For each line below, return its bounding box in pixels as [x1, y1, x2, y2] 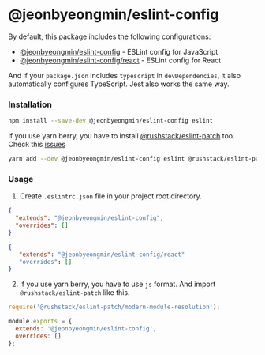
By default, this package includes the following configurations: [8, 32, 211, 41]
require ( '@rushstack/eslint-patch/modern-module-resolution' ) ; [8, 303, 221, 312]
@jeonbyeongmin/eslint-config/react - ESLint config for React [19, 55, 222, 65]
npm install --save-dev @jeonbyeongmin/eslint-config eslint [8, 117, 214, 125]
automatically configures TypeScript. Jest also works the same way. [8, 79, 230, 89]
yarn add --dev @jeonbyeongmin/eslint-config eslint [8, 155, 185, 163]
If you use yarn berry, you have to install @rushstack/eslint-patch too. [8, 131, 235, 141]
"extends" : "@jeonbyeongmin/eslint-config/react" [18, 251, 185, 259]
